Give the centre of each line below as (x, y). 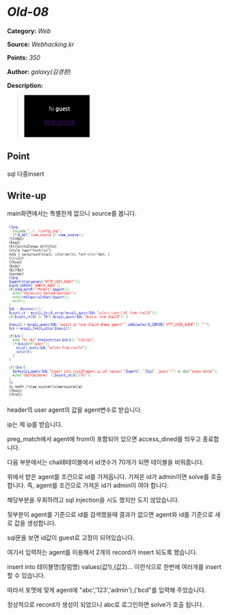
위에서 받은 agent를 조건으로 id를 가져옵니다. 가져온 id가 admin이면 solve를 (108, 477)
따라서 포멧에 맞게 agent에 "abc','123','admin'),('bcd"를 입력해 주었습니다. (107, 590)
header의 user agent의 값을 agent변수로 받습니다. (75, 410)
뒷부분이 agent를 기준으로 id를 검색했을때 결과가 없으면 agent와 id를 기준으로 (110, 515)
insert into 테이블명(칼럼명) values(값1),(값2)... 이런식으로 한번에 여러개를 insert (114, 567)
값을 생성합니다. (35, 523)
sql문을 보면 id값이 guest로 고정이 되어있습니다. (71, 538)
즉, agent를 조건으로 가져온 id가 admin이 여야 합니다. (98, 485)
